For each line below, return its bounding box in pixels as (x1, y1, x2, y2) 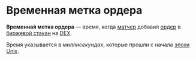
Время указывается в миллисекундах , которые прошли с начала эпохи (6, 41, 190, 48)
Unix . (6, 47, 19, 54)
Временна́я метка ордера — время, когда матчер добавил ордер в (6, 23, 181, 30)
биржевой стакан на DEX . (6, 29, 72, 36)
